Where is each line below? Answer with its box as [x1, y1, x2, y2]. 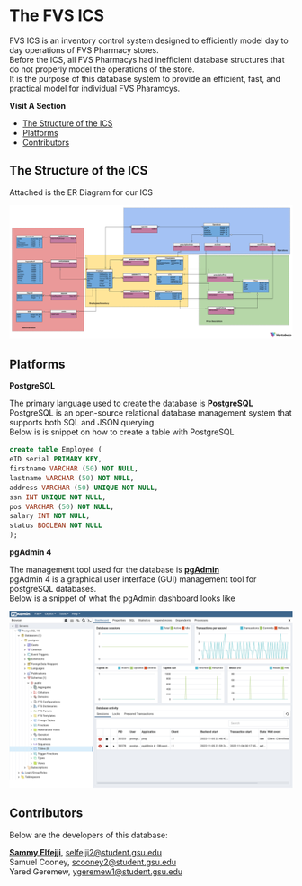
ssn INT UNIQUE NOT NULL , [9, 492, 106, 502]
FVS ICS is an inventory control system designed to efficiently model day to [9, 35, 289, 46]
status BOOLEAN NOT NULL [9, 521, 102, 531]
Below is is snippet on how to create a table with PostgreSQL [9, 426, 235, 437]
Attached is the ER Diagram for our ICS [9, 186, 153, 198]
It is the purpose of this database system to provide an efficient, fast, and [9, 73, 281, 84]
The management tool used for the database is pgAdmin [9, 564, 220, 576]
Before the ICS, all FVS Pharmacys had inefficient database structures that [9, 54, 285, 65]
